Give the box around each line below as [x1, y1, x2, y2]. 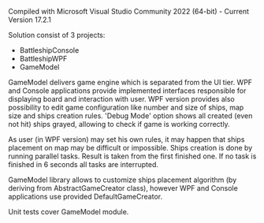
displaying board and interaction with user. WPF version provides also [8, 95, 235, 103]
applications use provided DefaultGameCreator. [8, 192, 163, 201]
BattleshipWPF [19, 54, 68, 63]
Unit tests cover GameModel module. [8, 207, 129, 216]
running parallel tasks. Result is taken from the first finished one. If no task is [8, 151, 257, 161]
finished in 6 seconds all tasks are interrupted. [8, 160, 159, 169]
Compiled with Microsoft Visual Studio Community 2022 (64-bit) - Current [8, 7, 250, 16]
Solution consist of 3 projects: [8, 31, 106, 39]
